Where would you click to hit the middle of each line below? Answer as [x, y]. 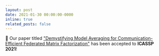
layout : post [19, 10]
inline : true [19, 19]
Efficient [14, 44]
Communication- [135, 38]
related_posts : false [28, 24]
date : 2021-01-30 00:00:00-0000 [39, 15]
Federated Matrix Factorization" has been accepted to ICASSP [89, 44]
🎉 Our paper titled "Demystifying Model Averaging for [61, 38]
